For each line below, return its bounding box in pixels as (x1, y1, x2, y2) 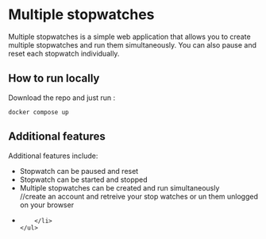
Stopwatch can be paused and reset (19, 166, 139, 175)
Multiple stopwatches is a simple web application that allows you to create (8, 32, 252, 41)
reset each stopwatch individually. (8, 48, 120, 58)
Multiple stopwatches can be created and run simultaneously (19, 183, 220, 192)
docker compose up (8, 108, 69, 116)
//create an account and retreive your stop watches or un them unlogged (19, 191, 259, 201)
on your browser (19, 200, 74, 210)
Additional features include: (8, 151, 98, 160)
